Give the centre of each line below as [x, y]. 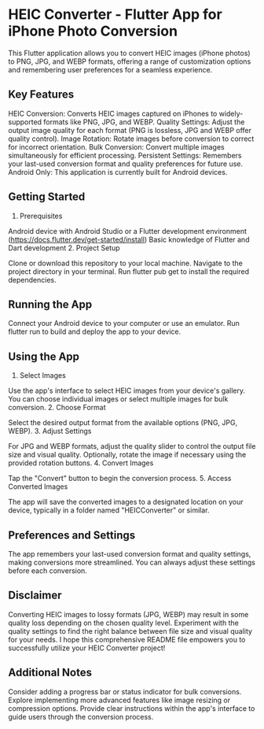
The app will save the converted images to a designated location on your [126, 502]
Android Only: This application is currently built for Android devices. [118, 172]
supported [25, 122]
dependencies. [32, 279]
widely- [231, 113]
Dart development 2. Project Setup [64, 248]
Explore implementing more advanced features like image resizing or [119, 700]
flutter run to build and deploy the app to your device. [95, 331]
